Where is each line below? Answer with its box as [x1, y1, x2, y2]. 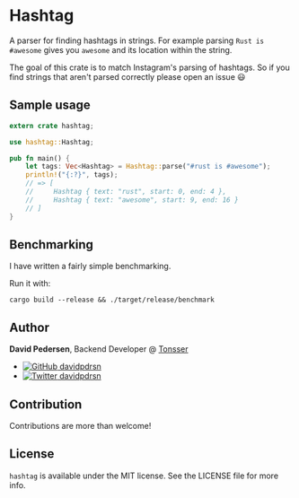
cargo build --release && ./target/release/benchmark [9, 295, 215, 305]
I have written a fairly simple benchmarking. [9, 261, 171, 272]
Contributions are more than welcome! [9, 420, 152, 431]
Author [9, 319, 49, 335]
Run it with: [9, 278, 51, 289]
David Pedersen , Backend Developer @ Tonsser [9, 344, 189, 354]
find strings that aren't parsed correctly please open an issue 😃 [9, 71, 246, 82]
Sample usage [9, 98, 92, 113]
